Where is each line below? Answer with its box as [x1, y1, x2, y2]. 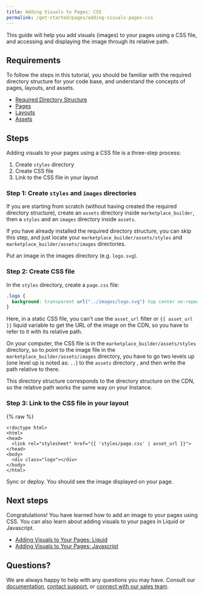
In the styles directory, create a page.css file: [6, 281, 120, 289]
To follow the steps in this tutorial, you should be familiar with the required [6, 71, 191, 79]
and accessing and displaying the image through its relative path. [6, 38, 169, 45]
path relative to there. [6, 366, 60, 373]
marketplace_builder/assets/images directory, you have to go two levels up [6, 353, 195, 360]
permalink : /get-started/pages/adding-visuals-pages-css [6, 15, 154, 21]
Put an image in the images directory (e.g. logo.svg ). [6, 252, 138, 259]
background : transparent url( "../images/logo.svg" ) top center [12, 298, 175, 304]
